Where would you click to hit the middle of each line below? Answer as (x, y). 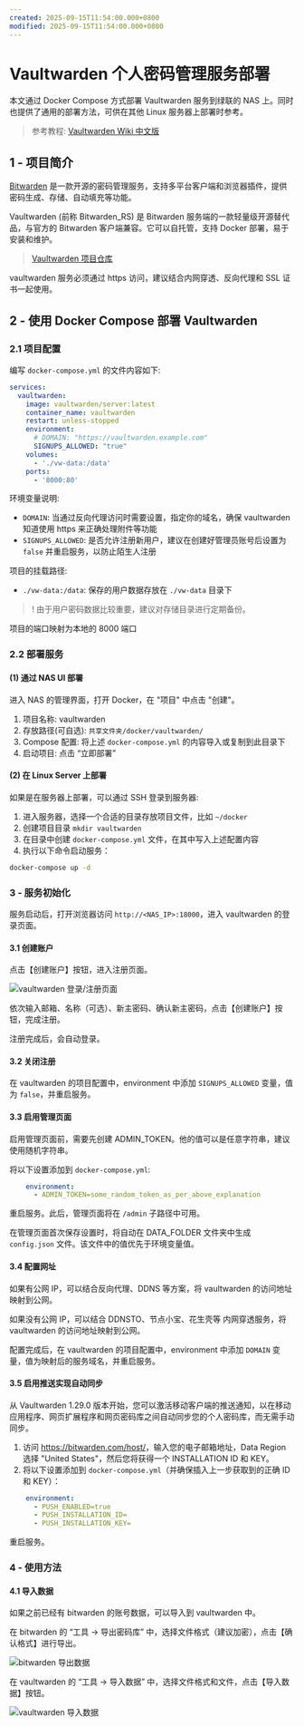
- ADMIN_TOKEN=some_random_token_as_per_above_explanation (147, 1195)
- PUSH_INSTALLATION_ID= (80, 1515)
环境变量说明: (35, 499)
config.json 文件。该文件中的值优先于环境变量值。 (104, 1244)
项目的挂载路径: (38, 571)
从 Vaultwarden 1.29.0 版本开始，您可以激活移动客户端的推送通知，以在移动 (150, 1405)
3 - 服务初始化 (40, 892)
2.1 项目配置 (35, 348)
